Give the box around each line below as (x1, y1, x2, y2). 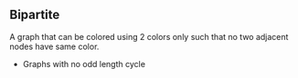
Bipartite (9, 7, 60, 23)
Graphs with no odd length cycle (22, 58, 146, 69)
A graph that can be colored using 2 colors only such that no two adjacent (9, 31, 289, 42)
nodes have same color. (9, 41, 100, 52)
